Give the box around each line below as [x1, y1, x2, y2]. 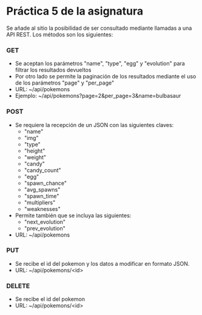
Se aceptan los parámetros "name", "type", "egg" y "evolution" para [15, 60, 185, 67]
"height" [24, 147, 45, 154]
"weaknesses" [24, 205, 61, 212]
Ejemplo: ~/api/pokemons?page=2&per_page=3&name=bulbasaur [15, 92, 181, 100]
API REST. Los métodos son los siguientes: [6, 30, 113, 38]
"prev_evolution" [24, 224, 66, 232]
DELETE [6, 282, 30, 290]
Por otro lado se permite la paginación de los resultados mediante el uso [15, 73, 197, 80]
